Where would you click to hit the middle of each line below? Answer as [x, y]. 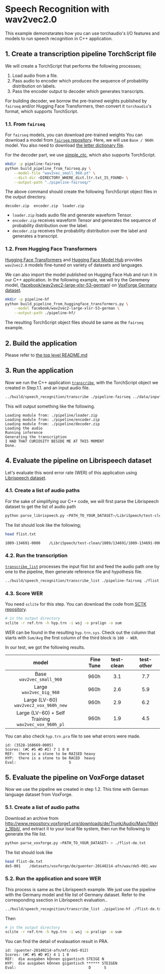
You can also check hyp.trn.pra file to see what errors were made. [73, 736]
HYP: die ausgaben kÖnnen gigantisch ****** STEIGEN [61, 964]
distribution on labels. [34, 86]
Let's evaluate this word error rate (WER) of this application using [71, 472]
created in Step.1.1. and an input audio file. [47, 388]
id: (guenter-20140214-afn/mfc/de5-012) [47, 951]
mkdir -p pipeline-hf [27, 299]
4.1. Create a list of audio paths [42, 491]
